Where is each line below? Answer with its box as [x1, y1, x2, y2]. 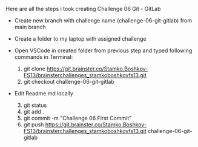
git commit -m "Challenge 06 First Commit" [23, 115, 132, 121]
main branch [14, 24, 46, 30]
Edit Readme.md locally [14, 90, 73, 97]
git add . [23, 108, 45, 115]
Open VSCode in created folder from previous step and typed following [14, 47, 193, 54]
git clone [23, 65, 46, 72]
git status [23, 101, 47, 109]
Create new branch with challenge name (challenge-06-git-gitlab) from [14, 17, 193, 24]
